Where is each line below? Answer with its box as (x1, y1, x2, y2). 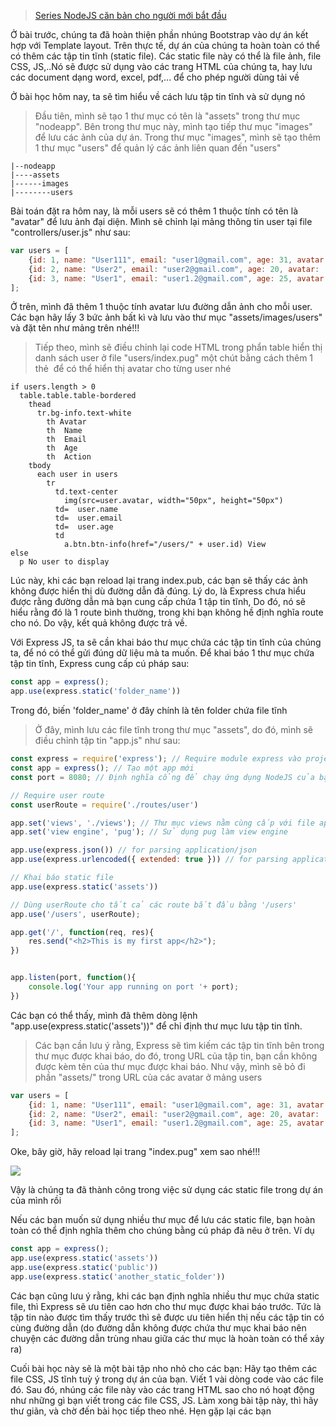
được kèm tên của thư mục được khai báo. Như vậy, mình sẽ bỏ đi (34, 1060, 306, 1072)
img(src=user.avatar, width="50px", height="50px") (63, 496, 284, 506)
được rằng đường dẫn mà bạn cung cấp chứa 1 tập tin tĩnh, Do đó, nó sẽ (10, 596, 307, 608)
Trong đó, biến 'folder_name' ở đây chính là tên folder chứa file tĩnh (10, 705, 288, 717)
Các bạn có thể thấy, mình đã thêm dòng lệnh (10, 1009, 198, 1021)
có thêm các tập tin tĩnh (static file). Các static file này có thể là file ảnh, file (10, 50, 322, 62)
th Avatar (46, 417, 87, 427)
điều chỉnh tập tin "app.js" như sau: (34, 735, 181, 747)
